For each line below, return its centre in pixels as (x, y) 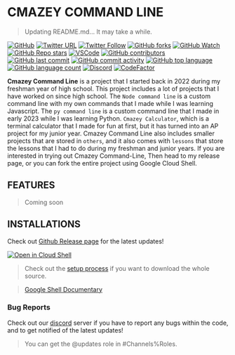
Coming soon (44, 202)
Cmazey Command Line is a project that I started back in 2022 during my (114, 81)
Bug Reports (29, 307)
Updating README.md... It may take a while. (88, 32)
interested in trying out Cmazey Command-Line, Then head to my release (114, 156)
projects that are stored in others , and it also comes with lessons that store (115, 140)
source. (35, 276)
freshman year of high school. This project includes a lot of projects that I (113, 88)
